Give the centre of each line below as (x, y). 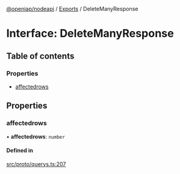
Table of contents (40, 56)
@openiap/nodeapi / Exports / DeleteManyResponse (72, 9)
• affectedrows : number (36, 136)
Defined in (20, 150)
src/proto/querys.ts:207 (36, 164)
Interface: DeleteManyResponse (90, 34)
